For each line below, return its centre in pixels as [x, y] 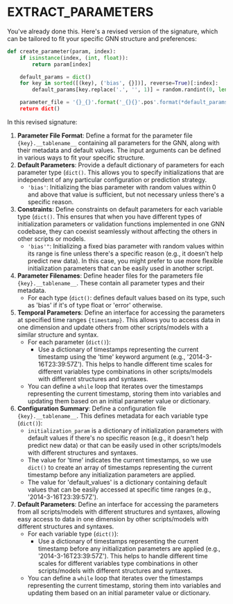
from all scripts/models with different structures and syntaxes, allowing [119, 512]
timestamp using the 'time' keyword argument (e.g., [112, 356]
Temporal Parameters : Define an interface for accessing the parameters [121, 312]
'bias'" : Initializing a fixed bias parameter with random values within [126, 246]
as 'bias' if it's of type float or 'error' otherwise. [95, 305]
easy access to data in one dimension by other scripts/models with [113, 519]
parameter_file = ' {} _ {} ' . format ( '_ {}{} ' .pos [87, 102]
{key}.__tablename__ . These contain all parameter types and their [111, 283]
